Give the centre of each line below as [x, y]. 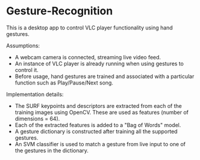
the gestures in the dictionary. [52, 150]
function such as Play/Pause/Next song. [64, 83]
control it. [27, 70]
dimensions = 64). [37, 119]
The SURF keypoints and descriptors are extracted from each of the [98, 105]
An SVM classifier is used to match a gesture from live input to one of [100, 144]
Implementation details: [35, 94]
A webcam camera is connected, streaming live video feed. [88, 57]
